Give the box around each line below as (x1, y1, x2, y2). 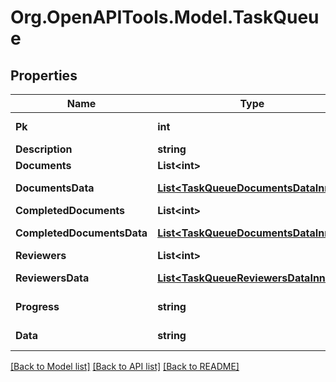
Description (15, 142, 73, 156)
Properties (10, 67, 78, 84)
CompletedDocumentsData (15, 226, 148, 240)
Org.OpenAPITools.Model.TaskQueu (10, 6, 320, 29)
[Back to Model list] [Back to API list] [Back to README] (10, 361, 240, 372)
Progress (15, 300, 60, 313)
